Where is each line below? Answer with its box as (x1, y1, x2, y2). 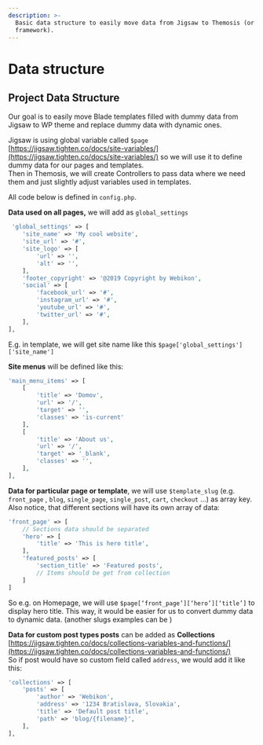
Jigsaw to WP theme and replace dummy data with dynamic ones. (8, 120, 222, 130)
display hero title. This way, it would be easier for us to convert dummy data (8, 606, 254, 615)
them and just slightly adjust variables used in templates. (8, 178, 192, 187)
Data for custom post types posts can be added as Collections (8, 629, 216, 639)
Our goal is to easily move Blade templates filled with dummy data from (8, 112, 239, 122)
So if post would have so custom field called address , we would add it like (8, 655, 246, 664)
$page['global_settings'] (158, 341, 243, 349)
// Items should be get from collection (36, 569, 170, 577)
